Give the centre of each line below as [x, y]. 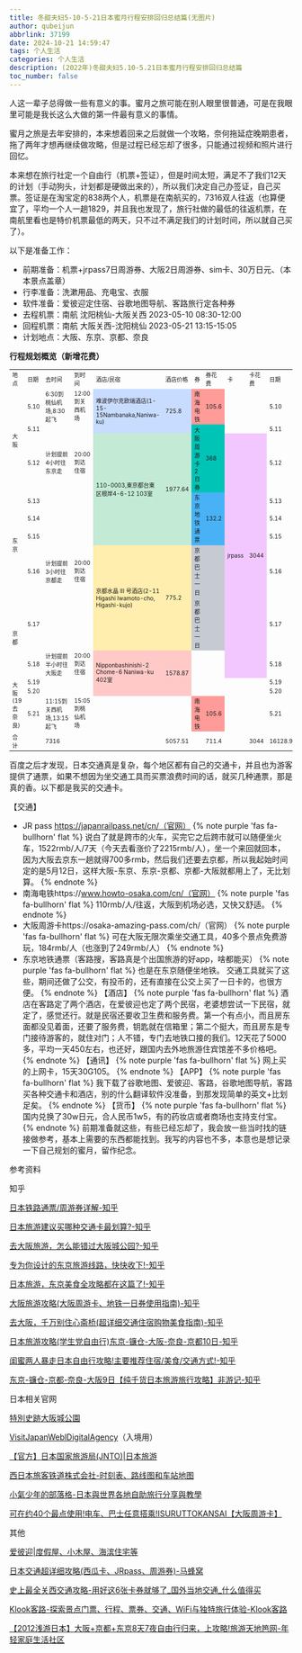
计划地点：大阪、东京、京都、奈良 [85, 337]
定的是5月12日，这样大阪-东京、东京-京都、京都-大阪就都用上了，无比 [152, 871]
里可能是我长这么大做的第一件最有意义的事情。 [96, 114]
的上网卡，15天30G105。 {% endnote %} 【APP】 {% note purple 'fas [151, 1071]
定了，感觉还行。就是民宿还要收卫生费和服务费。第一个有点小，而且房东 [156, 1015]
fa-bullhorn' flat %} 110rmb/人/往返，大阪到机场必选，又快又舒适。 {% [152, 904]
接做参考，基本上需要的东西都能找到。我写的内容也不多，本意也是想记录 [156, 1139]
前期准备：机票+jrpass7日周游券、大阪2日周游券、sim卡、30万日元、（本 [157, 269]
